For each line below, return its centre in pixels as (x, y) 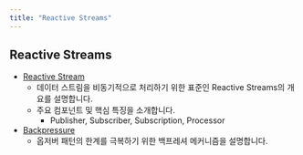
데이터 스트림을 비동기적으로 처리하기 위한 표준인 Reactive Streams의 (161, 88)
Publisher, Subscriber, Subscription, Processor (137, 120)
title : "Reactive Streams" (61, 18)
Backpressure (49, 130)
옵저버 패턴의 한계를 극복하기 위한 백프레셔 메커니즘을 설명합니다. (152, 141)
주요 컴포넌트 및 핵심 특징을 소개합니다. (106, 110)
